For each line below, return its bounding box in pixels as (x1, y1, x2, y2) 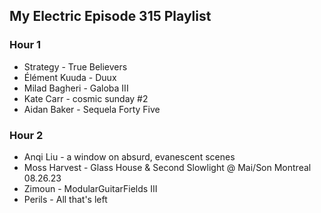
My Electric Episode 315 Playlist (9, 8, 212, 25)
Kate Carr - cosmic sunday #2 (23, 92, 149, 104)
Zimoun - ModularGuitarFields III (23, 182, 158, 194)
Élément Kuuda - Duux (23, 71, 117, 83)
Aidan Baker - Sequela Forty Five (23, 103, 161, 115)
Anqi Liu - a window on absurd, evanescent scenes (23, 150, 236, 163)
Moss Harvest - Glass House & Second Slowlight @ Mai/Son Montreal (23, 161, 312, 173)
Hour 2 (9, 128, 44, 142)
